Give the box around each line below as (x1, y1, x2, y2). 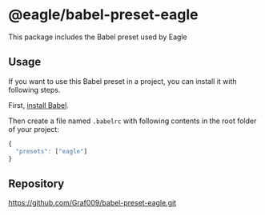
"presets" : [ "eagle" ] (15, 147, 88, 155)
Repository (8, 177, 65, 190)
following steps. (8, 85, 61, 94)
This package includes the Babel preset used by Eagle (8, 32, 187, 42)
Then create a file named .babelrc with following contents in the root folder (8, 116, 257, 125)
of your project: (8, 124, 60, 133)
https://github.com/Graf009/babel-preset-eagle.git (8, 198, 177, 208)
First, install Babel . (8, 100, 70, 109)
